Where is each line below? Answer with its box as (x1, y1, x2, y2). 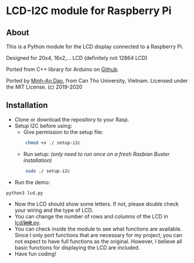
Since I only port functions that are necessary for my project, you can (14, 232, 183, 239)
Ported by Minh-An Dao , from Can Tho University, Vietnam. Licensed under (6, 77, 188, 84)
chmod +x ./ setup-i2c (25, 140, 81, 146)
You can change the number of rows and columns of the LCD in (14, 213, 168, 220)
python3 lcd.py (6, 190, 43, 196)
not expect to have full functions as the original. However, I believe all (14, 238, 183, 245)
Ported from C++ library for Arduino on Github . (6, 66, 119, 73)
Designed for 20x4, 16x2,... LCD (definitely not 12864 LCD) (6, 55, 148, 61)
